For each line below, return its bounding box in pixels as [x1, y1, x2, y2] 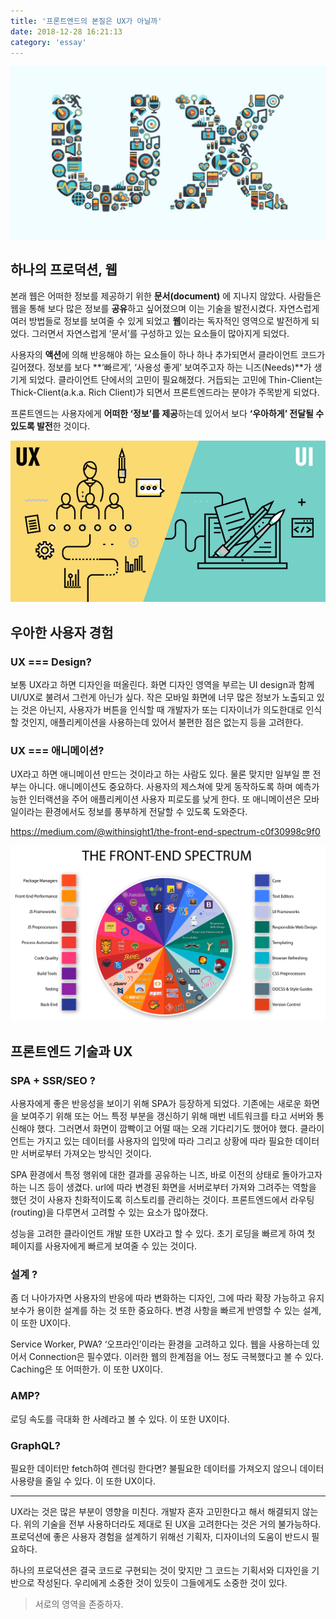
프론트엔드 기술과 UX [10, 1043, 133, 1060]
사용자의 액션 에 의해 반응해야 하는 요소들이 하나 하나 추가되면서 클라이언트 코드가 [10, 348, 326, 360]
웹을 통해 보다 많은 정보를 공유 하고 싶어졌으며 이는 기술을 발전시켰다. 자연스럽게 [10, 302, 320, 314]
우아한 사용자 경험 [10, 624, 114, 641]
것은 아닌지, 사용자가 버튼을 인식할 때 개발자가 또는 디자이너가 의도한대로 [20, 704, 304, 716]
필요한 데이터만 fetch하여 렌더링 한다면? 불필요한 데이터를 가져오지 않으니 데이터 [10, 1462, 325, 1474]
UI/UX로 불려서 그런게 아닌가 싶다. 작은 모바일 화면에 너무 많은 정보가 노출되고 [10, 691, 315, 704]
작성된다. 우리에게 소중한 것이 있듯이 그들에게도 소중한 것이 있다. [36, 1576, 288, 1589]
